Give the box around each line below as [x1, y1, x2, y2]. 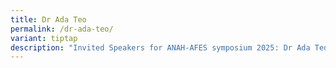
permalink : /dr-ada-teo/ [10, 24, 114, 34]
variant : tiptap [10, 33, 78, 43]
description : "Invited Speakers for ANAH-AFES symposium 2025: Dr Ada [10, 42, 311, 53]
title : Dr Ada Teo [10, 14, 87, 25]
